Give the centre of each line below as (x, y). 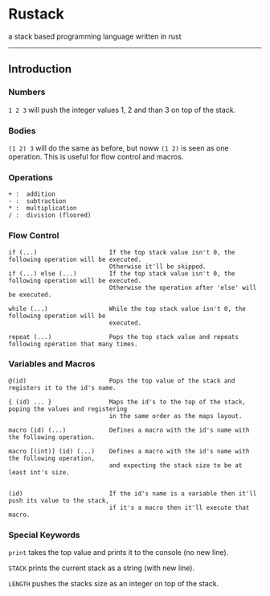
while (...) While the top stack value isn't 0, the (127, 308)
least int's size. (39, 472)
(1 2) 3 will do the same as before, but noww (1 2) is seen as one (119, 148)
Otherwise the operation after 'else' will (183, 288)
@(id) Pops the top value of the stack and (122, 381)
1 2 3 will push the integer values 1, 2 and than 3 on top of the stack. (122, 110)
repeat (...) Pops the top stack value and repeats (124, 337)
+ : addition (32, 194)
